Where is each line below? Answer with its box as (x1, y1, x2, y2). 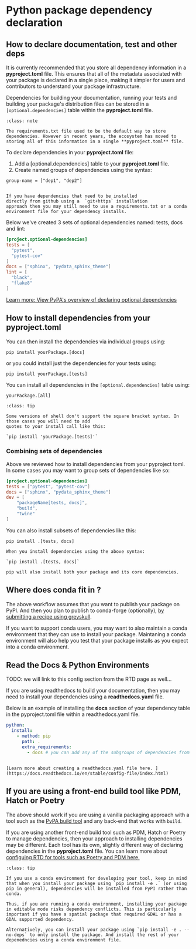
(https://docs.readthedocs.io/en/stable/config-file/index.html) (6, 770, 169, 776)
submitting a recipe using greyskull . (6, 613, 92, 620)
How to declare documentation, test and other (6, 39, 177, 49)
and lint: (6, 225, 26, 232)
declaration (6, 16, 63, 29)
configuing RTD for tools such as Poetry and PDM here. (6, 853, 140, 860)
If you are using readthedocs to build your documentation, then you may (6, 687, 180, 694)
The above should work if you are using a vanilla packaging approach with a (6, 811, 190, 818)
